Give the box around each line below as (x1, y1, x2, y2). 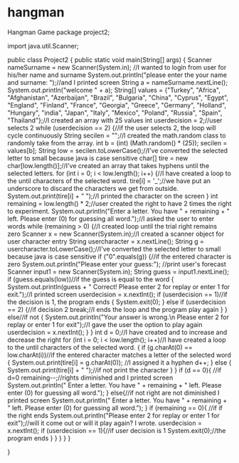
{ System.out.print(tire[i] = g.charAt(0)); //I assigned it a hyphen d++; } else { (7, 358, 232, 367)
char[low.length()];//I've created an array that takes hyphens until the (7, 161, 210, 170)
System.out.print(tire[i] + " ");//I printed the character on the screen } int (7, 192, 218, 200)
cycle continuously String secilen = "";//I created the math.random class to (7, 131, 226, 140)
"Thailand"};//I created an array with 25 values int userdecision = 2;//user (7, 115, 223, 125)
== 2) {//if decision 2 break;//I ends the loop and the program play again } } (7, 305, 228, 313)
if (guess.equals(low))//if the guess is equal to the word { (7, 275, 174, 283)
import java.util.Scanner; (7, 41, 80, 50)
